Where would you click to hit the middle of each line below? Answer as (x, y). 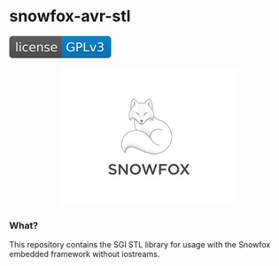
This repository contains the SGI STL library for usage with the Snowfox (140, 245)
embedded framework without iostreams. (85, 255)
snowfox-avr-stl (70, 16)
